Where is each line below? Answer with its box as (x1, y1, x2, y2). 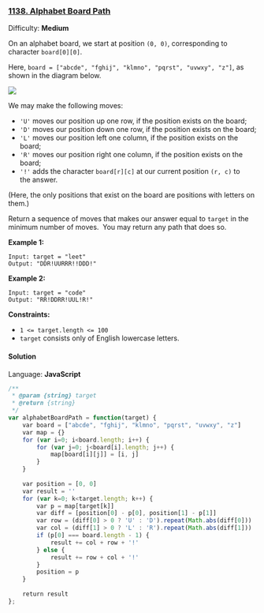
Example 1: (8, 238, 45, 247)
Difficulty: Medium (8, 24, 69, 33)
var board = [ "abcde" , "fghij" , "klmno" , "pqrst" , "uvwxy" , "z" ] (22, 421, 242, 429)
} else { (36, 546, 65, 554)
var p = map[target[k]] (36, 502, 114, 510)
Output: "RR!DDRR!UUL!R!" (8, 296, 93, 304)
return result (22, 590, 69, 598)
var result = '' (22, 487, 76, 495)
